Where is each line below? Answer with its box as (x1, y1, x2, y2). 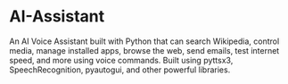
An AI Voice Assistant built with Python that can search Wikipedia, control (9, 36, 280, 46)
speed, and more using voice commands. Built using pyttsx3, (9, 55, 234, 65)
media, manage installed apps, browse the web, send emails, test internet (9, 45, 280, 55)
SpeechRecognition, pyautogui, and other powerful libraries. (9, 64, 231, 75)
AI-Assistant (9, 6, 105, 27)
